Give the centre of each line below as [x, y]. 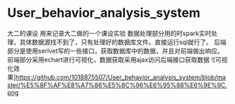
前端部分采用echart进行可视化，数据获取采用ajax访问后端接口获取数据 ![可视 [117, 59]
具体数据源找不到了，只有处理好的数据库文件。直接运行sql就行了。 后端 [123, 42]
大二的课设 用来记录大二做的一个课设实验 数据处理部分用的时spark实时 [109, 33]
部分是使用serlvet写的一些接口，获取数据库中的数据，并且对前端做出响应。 [115, 51]
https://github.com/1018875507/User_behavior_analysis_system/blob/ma [121, 77]
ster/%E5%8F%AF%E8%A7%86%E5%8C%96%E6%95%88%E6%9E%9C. [117, 85]
